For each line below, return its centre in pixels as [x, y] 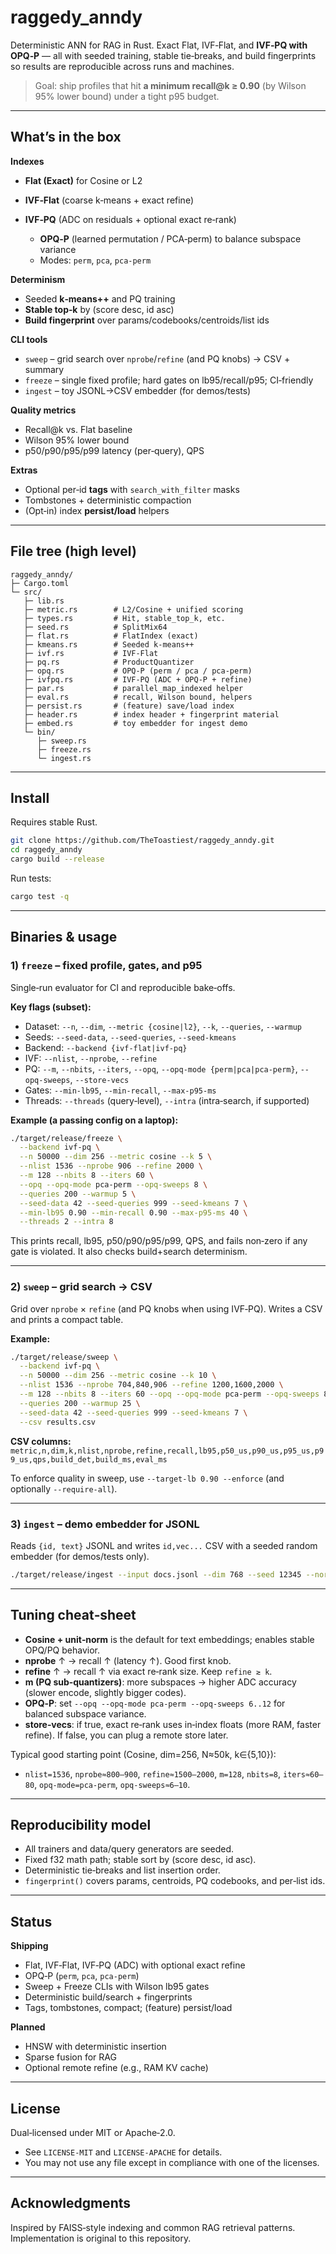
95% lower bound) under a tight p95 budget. [127, 96]
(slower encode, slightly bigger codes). [105, 1692]
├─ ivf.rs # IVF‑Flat [91, 653]
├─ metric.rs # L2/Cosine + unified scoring [133, 609]
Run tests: [31, 878]
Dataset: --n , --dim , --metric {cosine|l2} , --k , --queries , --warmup [163, 1026]
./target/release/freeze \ [66, 1138]
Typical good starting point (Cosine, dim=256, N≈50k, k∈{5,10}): [143, 1754]
